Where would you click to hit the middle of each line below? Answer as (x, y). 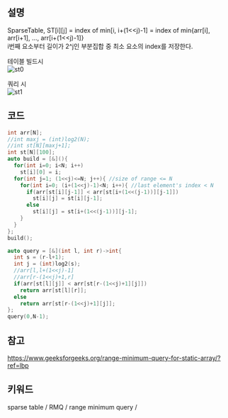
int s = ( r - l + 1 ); (39, 257)
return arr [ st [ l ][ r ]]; (53, 290)
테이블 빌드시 (25, 61)
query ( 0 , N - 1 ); (28, 317)
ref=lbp (18, 365)
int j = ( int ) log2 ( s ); (47, 264)
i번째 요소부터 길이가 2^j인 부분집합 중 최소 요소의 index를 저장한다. (100, 46)
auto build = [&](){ (38, 159)
